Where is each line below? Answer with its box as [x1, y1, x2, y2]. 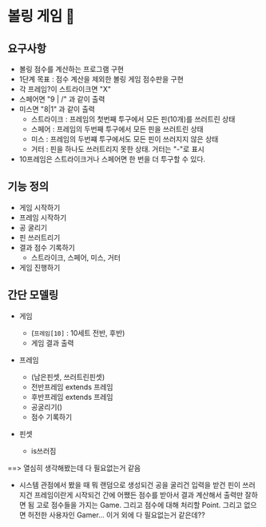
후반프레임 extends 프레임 [30, 392, 113, 401]
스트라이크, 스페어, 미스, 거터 [30, 253, 121, 262]
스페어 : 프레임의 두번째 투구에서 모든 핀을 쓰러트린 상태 [30, 125, 204, 134]
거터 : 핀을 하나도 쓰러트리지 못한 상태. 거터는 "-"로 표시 [30, 145, 204, 154]
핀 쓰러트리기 [18, 233, 61, 242]
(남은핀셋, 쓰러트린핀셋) [30, 372, 105, 381]
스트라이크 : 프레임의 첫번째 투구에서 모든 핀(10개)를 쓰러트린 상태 [30, 114, 236, 124]
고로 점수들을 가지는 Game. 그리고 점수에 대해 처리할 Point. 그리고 [36, 500, 243, 509]
